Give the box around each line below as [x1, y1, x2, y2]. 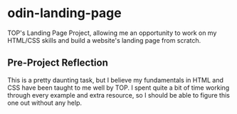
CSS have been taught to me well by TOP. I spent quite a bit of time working [7, 83, 230, 92]
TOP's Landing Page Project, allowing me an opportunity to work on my [7, 28, 217, 37]
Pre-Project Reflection [7, 57, 109, 69]
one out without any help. [7, 98, 83, 107]
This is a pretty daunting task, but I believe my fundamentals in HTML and [7, 76, 224, 84]
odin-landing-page [7, 5, 122, 21]
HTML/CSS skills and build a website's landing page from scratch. [7, 36, 201, 44]
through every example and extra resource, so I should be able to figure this [7, 90, 230, 99]
